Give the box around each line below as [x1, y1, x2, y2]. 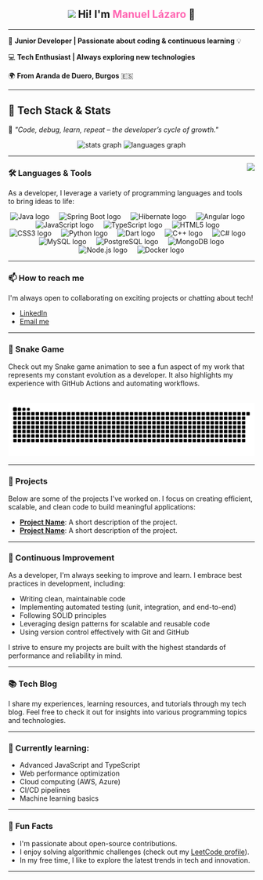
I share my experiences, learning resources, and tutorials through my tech [8, 699, 247, 709]
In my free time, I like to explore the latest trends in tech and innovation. [19, 855, 250, 864]
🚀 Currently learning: [8, 743, 90, 754]
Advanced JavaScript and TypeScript [19, 761, 141, 770]
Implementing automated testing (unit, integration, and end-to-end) [19, 602, 237, 612]
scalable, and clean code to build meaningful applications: [8, 502, 196, 511]
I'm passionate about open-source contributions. [19, 838, 178, 848]
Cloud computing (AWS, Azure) [19, 777, 121, 787]
